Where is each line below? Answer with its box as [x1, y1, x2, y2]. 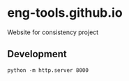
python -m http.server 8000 [7, 66, 89, 74]
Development [7, 48, 68, 60]
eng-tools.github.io [7, 5, 123, 21]
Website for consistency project [7, 28, 99, 36]
